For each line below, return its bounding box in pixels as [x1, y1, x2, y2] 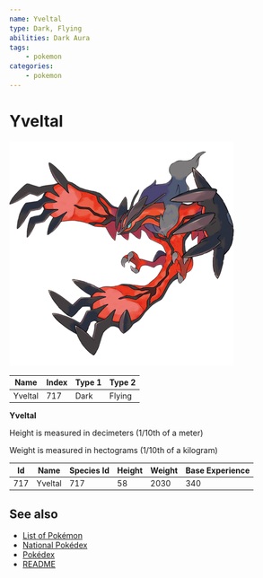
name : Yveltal [9, 14, 63, 23]
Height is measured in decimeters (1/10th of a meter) [9, 427, 204, 439]
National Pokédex [22, 539, 88, 551]
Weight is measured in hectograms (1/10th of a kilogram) [9, 445, 218, 456]
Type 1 [75, 377, 102, 388]
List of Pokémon [22, 530, 83, 541]
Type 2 [109, 377, 136, 388]
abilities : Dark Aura [9, 33, 91, 42]
